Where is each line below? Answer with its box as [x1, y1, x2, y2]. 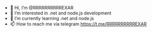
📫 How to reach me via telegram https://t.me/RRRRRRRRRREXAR [10, 21, 147, 27]
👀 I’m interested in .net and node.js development [10, 10, 112, 16]
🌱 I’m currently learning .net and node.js [10, 15, 94, 21]
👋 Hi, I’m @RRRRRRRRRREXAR [10, 5, 74, 10]
